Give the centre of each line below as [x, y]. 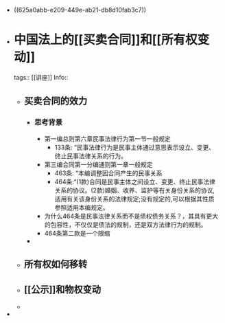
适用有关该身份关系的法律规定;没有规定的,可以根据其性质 [134, 199]
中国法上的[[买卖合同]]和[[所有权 [105, 40]
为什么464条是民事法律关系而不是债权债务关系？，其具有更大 [131, 216]
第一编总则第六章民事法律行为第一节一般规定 [108, 138]
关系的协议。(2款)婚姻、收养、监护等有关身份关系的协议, [134, 190]
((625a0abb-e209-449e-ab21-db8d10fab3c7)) [80, 10]
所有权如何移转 [56, 264]
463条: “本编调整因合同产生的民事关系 [108, 173]
